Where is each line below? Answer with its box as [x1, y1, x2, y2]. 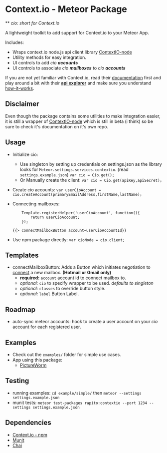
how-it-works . [5, 85, 34, 91]
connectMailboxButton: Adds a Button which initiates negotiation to [12, 264, 151, 270]
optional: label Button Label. [19, 291, 79, 297]
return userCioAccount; [30, 215, 80, 220]
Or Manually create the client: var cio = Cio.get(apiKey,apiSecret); [19, 177, 163, 183]
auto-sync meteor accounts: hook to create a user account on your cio [12, 319, 158, 325]
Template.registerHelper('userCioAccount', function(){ [21, 210, 140, 215]
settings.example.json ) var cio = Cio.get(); [19, 171, 115, 178]
